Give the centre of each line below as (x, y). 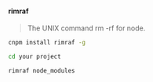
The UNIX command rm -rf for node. (86, 28)
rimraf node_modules (42, 70)
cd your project (35, 57)
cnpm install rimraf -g (47, 43)
